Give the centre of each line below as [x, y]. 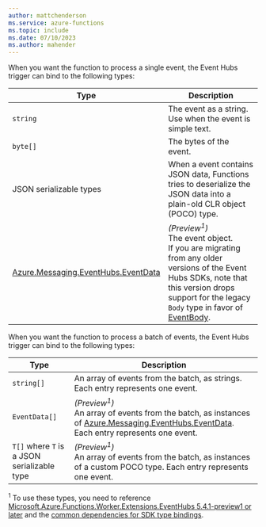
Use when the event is [209, 119]
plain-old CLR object [207, 204]
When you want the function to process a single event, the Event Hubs [123, 67]
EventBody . [189, 318]
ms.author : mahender [42, 45]
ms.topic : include [38, 30]
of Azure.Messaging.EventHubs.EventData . [154, 422]
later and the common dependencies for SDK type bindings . [106, 514]
